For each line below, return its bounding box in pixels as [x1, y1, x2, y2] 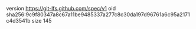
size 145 [31, 17, 52, 24]
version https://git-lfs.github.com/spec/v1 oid [6, 5, 116, 12]
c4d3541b [6, 17, 31, 24]
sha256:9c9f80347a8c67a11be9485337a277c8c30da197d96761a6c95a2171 [6, 11, 190, 18]
